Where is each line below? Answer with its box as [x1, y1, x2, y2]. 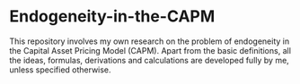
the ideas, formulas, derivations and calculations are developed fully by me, [9, 55, 289, 65]
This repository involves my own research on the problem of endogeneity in [9, 36, 290, 46]
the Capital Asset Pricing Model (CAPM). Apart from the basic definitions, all [9, 45, 292, 55]
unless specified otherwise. [9, 64, 111, 75]
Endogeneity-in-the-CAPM [9, 6, 216, 27]
